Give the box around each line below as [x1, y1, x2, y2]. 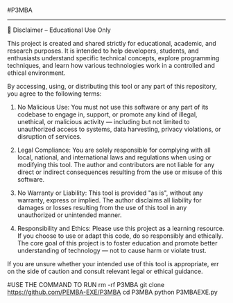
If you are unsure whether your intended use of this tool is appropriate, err [7, 260, 220, 268]
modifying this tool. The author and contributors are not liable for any [17, 161, 215, 168]
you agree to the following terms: [7, 89, 102, 98]
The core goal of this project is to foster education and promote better [17, 239, 218, 247]
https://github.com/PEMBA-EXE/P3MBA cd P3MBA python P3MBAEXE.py [7, 288, 218, 296]
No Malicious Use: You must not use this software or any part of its [17, 103, 209, 111]
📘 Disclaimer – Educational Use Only [7, 26, 111, 34]
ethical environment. [7, 69, 66, 77]
